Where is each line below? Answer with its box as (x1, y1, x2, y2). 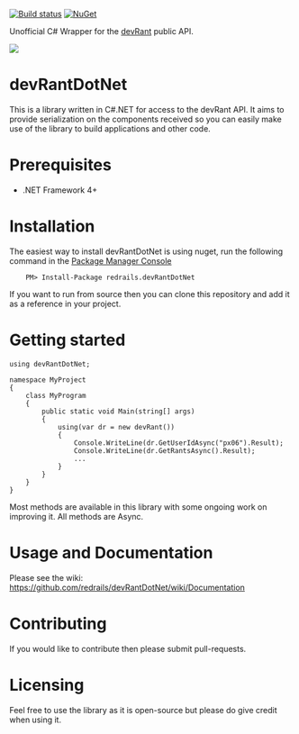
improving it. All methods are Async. (9, 511, 144, 521)
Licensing (9, 675, 85, 695)
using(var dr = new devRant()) (57, 422, 176, 431)
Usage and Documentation (9, 542, 213, 563)
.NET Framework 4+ (22, 185, 97, 195)
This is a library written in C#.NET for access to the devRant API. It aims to (9, 104, 285, 114)
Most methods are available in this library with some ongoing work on (9, 501, 267, 512)
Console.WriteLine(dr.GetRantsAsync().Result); (73, 446, 256, 455)
